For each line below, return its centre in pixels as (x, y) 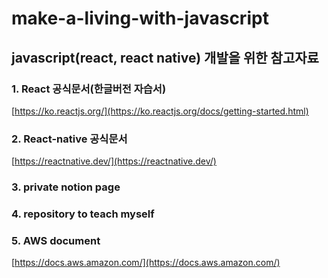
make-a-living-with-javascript (140, 18)
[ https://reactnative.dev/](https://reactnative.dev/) (114, 161)
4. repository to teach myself (83, 214)
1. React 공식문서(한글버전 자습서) (89, 89)
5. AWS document (56, 240)
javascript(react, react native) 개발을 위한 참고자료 (165, 57)
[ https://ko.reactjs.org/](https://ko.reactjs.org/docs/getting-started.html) (160, 111)
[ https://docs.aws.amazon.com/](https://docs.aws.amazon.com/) (146, 263)
